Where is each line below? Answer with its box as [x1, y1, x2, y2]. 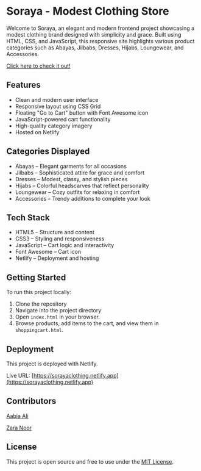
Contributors [6, 396, 57, 406]
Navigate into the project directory [15, 307, 102, 314]
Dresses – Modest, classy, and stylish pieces [15, 175, 128, 182]
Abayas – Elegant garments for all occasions [15, 162, 127, 170]
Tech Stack [6, 212, 50, 223]
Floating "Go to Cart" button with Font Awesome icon [15, 109, 149, 117]
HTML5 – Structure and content [15, 229, 94, 236]
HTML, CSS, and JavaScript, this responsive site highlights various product [6, 37, 195, 45]
